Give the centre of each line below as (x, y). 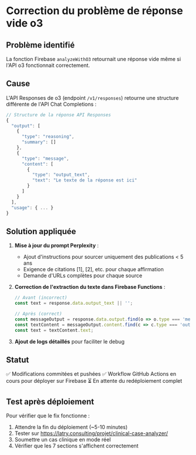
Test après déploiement (50, 401)
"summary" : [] (39, 142)
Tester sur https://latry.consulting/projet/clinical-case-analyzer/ (91, 433)
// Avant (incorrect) (41, 298)
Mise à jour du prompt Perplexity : (56, 245)
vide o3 (25, 23)
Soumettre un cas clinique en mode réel (63, 440)
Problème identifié (40, 45)
